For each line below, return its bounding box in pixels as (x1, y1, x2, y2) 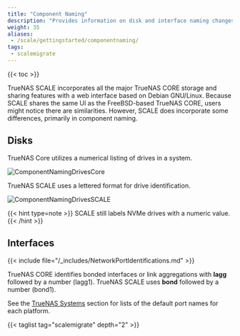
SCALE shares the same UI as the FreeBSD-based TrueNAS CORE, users (7, 98, 221, 107)
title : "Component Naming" (7, 10, 88, 18)
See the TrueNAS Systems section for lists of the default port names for (7, 299, 219, 307)
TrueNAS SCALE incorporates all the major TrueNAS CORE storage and (7, 83, 217, 92)
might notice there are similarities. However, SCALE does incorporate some (7, 106, 229, 115)
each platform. (7, 306, 51, 315)
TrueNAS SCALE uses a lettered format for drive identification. (7, 181, 191, 190)
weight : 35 (7, 24, 40, 31)
